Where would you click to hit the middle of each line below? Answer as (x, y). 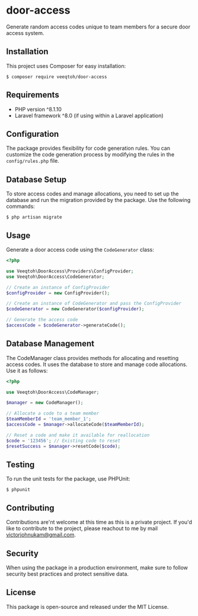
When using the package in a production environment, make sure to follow (97, 567)
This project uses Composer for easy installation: (66, 66)
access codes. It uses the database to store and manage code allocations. (97, 364)
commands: (21, 206)
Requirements (33, 95)
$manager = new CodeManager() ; (45, 403)
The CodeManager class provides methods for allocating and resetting (92, 358)
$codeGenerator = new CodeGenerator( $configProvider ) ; (75, 309)
